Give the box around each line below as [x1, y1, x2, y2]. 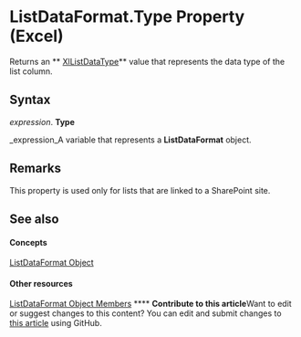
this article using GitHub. [9, 318, 102, 329]
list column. [9, 66, 53, 77]
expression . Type [9, 116, 75, 127]
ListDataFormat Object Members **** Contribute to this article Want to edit [9, 299, 292, 310]
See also [9, 211, 59, 226]
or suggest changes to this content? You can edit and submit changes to [9, 308, 282, 319]
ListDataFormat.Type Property [9, 6, 245, 27]
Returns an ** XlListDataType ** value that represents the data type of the [9, 56, 285, 67]
